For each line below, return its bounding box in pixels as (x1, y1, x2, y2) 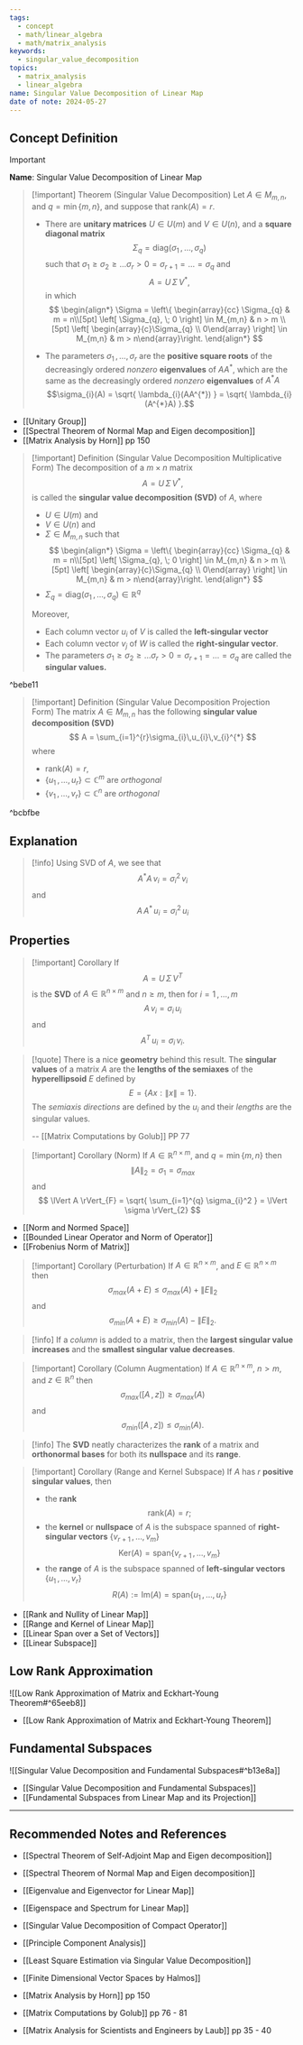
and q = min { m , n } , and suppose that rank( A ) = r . (31, 200, 216, 212)
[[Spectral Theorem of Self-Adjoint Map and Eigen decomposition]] (22, 1850, 272, 1861)
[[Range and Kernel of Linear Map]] (22, 1618, 155, 1629)
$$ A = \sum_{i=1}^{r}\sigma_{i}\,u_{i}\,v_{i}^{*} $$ (69, 732, 257, 742)
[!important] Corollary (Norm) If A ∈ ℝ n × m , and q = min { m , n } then (31, 1148, 282, 1160)
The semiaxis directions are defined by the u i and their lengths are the (31, 1101, 292, 1115)
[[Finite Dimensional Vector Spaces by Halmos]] (22, 1973, 201, 1984)
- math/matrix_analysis (17, 38, 106, 48)
